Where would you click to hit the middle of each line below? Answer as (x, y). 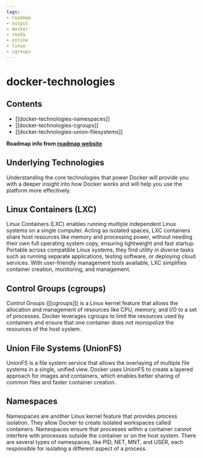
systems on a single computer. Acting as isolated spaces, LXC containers (98, 231)
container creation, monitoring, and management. (69, 269)
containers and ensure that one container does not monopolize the (90, 323)
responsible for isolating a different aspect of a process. (77, 448)
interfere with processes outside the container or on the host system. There (101, 435)
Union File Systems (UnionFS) (64, 348)
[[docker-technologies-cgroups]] (57, 125)
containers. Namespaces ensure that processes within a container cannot (99, 429)
